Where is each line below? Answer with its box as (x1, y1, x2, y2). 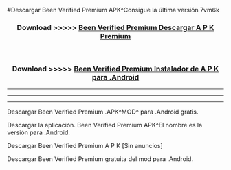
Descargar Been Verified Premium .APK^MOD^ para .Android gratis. (7, 108, 199, 116)
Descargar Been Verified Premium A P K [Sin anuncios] (7, 141, 163, 149)
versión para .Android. (7, 128, 71, 136)
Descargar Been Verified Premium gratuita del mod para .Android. (7, 154, 194, 163)
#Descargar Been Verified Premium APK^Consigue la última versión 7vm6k (7, 6, 220, 14)
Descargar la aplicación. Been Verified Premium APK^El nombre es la (7, 121, 203, 129)
